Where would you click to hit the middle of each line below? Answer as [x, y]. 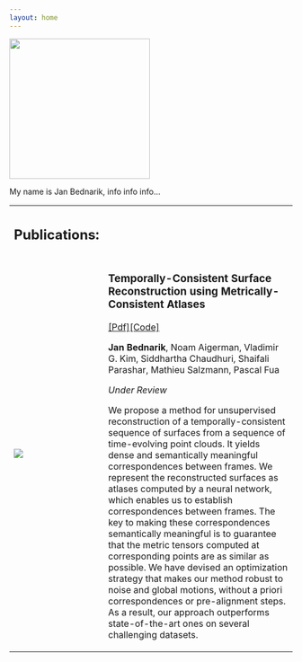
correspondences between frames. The [191, 511]
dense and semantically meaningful [183, 455]
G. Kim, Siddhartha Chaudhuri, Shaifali [188, 358]
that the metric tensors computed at [183, 545]
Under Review [138, 390]
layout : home [34, 18]
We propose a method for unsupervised [191, 410]
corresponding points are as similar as [188, 556]
